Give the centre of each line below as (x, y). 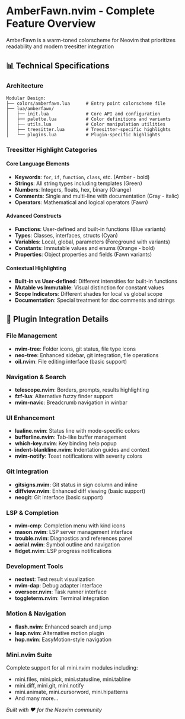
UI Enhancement (31, 418)
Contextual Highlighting (36, 268)
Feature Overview (51, 24)
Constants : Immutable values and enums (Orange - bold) (85, 248)
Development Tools (35, 566)
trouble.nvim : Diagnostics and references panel (74, 538)
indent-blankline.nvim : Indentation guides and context (82, 450)
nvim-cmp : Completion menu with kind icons (70, 526)
